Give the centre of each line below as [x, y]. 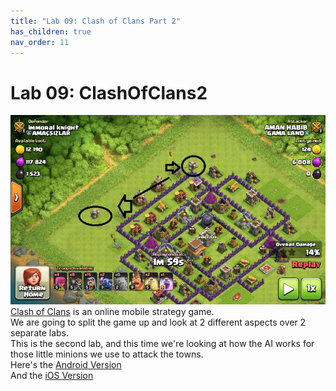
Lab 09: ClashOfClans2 [109, 92]
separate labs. [40, 332]
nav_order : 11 [40, 42]
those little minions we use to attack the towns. [107, 354]
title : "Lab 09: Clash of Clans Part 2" [96, 21]
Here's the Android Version [66, 364]
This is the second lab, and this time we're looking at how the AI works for [162, 343]
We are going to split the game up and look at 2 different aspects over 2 [158, 322]
